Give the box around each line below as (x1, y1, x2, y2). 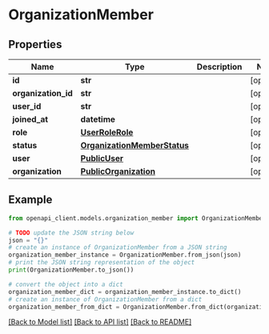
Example (8, 193, 53, 207)
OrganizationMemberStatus (80, 140, 190, 151)
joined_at (12, 114, 49, 125)
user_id (12, 101, 42, 111)
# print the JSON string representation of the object (8, 259, 195, 267)
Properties (8, 38, 62, 51)
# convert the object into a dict (8, 280, 124, 288)
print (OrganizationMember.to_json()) (8, 266, 134, 274)
